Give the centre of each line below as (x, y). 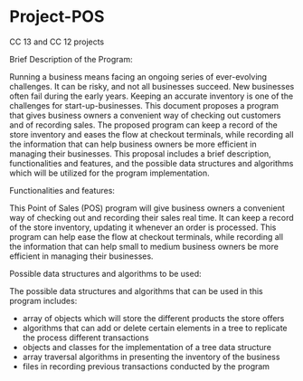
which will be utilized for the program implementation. (109, 173)
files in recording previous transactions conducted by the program (146, 366)
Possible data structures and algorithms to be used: (105, 273)
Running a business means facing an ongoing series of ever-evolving (138, 76)
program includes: (43, 300)
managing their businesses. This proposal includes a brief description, (140, 153)
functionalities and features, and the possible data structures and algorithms (151, 163)
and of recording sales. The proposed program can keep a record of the (143, 125)
